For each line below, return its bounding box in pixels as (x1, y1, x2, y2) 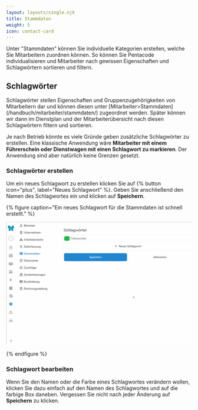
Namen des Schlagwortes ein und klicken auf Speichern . (6, 192, 145, 200)
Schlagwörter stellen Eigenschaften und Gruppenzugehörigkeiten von (6, 97, 176, 104)
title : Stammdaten (6, 15, 51, 22)
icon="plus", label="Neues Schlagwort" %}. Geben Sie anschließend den (6, 186, 184, 193)
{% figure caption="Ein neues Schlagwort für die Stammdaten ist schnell (6, 204, 183, 211)
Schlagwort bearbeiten (6, 365, 74, 373)
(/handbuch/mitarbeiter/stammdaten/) (6, 109, 98, 116)
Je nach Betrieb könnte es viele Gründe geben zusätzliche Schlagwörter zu (6, 133, 190, 140)
